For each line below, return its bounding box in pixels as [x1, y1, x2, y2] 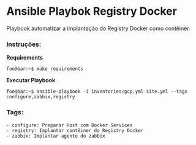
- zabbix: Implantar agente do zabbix [6, 133, 105, 139]
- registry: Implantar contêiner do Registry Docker [6, 127, 144, 133]
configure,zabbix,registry [6, 94, 75, 100]
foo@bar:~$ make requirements [6, 66, 84, 72]
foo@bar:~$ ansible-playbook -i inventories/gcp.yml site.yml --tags [6, 88, 188, 95]
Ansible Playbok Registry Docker [6, 4, 178, 18]
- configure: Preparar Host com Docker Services [6, 122, 133, 128]
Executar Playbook [6, 77, 56, 84]
